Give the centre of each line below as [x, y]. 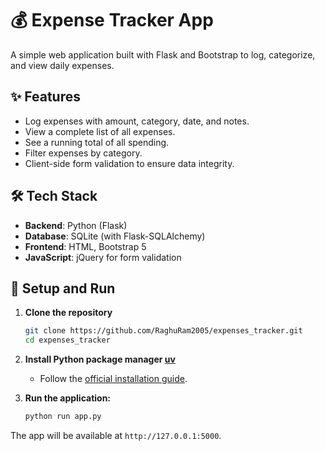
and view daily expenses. [62, 65]
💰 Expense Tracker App [112, 20]
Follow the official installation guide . [113, 379]
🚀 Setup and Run [63, 288]
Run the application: [68, 398]
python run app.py [63, 417]
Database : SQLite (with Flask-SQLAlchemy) [115, 236]
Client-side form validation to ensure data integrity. [129, 163]
